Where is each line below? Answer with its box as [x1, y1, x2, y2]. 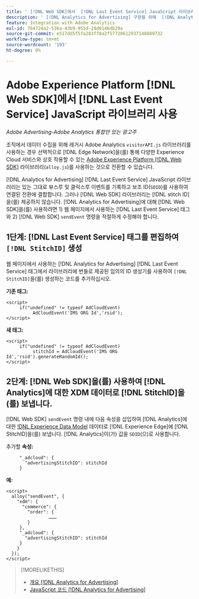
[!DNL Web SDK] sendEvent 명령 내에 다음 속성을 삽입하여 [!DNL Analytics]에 [6, 415, 188, 423]
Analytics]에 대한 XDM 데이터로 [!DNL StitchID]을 [6, 387, 185, 398]
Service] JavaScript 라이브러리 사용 [6, 108, 178, 121]
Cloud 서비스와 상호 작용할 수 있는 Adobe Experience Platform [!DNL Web [6, 156, 182, 163]
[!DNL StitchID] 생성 [6, 243, 82, 253]
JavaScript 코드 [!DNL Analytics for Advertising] [29, 586, 146, 593]
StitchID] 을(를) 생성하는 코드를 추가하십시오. [6, 275, 111, 282]
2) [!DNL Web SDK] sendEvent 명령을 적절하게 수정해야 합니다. [12, 213, 159, 220]
